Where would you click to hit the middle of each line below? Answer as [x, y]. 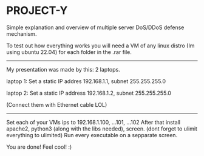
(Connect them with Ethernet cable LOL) [57, 104]
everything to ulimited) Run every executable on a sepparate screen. [92, 135]
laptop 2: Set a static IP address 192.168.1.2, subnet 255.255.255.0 [89, 93]
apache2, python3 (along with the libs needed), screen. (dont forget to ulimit [102, 129]
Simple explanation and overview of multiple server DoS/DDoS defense [95, 27]
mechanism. [22, 33]
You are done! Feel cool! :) [39, 147]
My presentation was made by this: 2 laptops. [63, 69]
